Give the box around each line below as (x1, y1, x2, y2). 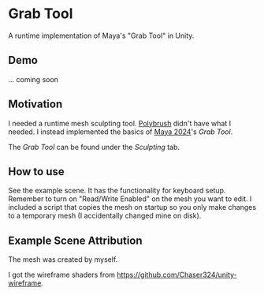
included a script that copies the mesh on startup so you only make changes (8, 203, 257, 212)
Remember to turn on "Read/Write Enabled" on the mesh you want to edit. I (8, 194, 252, 204)
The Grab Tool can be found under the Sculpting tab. (8, 142, 180, 151)
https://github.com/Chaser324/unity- (117, 270, 238, 280)
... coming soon (8, 74, 59, 84)
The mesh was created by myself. (8, 255, 118, 264)
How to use (8, 165, 65, 178)
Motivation (8, 98, 63, 111)
